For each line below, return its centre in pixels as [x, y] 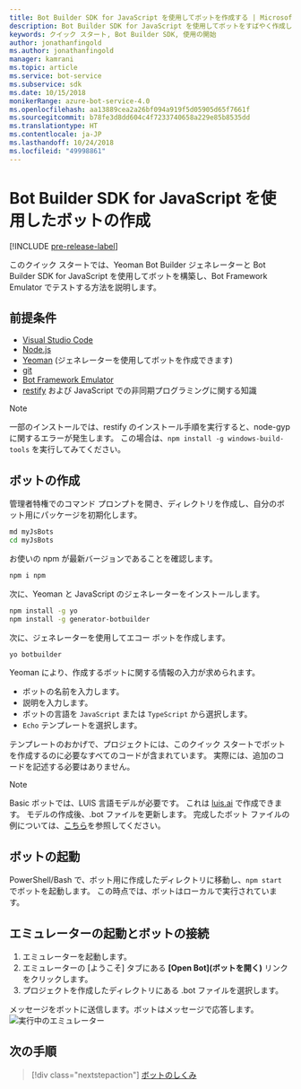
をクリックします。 [57, 980]
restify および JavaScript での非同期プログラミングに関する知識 [139, 390]
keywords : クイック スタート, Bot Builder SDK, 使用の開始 [113, 34]
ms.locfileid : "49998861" [57, 151]
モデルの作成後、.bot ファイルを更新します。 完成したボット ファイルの [158, 815]
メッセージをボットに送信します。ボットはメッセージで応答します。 [134, 1009]
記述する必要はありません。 [84, 767]
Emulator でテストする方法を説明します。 [85, 287]
